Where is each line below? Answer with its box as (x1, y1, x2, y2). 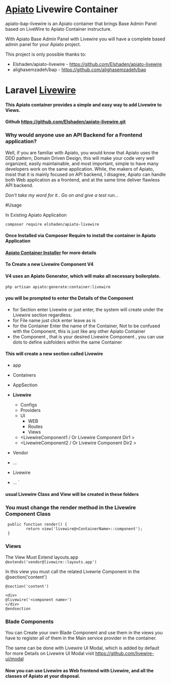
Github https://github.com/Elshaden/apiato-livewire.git (5, 119, 126, 125)
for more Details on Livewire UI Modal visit (5, 650, 94, 656)
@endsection (5, 606, 31, 611)
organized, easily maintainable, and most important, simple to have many (5, 160, 159, 167)
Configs (20, 402, 37, 407)
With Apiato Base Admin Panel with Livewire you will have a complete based (5, 36, 166, 42)
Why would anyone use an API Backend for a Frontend (5, 131, 142, 139)
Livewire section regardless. (12, 312, 72, 318)
